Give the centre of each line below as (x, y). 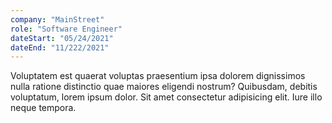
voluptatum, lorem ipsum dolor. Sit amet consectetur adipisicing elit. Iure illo (166, 97)
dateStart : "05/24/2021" (62, 38)
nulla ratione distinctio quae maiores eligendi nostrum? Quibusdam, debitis (164, 87)
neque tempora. (43, 108)
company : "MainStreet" (57, 19)
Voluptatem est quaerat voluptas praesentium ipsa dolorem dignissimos (158, 76)
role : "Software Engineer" (66, 29)
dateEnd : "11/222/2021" (60, 47)
